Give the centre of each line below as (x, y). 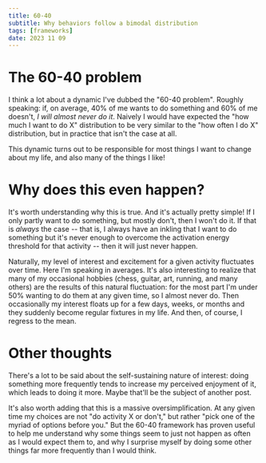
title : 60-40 (30, 16)
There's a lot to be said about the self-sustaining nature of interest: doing (129, 376)
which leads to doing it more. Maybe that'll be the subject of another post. (130, 393)
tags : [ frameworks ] (41, 30)
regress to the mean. (43, 321)
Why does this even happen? (107, 190)
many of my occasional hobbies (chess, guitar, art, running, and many (123, 279)
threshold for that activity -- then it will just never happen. (103, 246)
